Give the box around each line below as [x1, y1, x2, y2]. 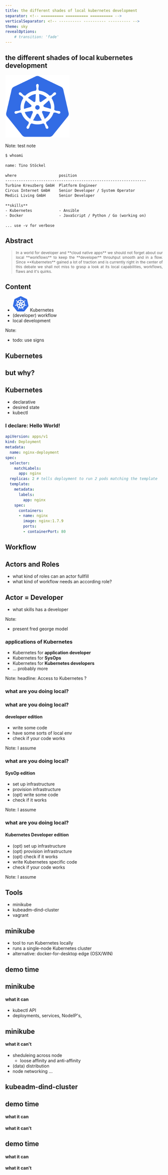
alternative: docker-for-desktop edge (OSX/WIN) [12, 951, 113, 957]
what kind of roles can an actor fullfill [12, 573, 89, 579]
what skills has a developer [12, 606, 68, 612]
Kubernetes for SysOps [12, 655, 61, 661]
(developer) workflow [12, 312, 57, 318]
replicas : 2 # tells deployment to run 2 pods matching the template [9, 476, 157, 482]
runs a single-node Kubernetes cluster [12, 945, 92, 951]
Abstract [5, 237, 33, 245]
